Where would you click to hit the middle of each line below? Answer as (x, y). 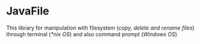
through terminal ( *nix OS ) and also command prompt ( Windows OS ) (92, 34)
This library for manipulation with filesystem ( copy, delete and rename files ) (100, 28)
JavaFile (28, 11)
